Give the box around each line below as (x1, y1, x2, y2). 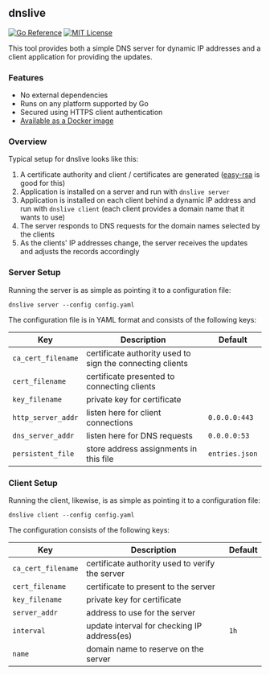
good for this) (19, 179, 66, 188)
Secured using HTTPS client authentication (19, 108, 163, 117)
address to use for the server (85, 607, 196, 618)
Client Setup (8, 477, 58, 488)
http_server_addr (12, 413, 79, 422)
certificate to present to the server (85, 581, 215, 592)
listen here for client (85, 406, 162, 418)
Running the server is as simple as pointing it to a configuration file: (8, 285, 231, 294)
